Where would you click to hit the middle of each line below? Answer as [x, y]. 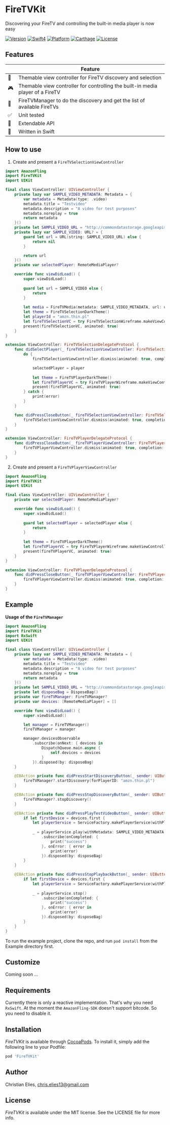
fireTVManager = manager [50, 729]
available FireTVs [39, 107]
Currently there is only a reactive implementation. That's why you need [79, 1003]
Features [19, 55]
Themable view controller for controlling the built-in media [88, 86]
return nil [44, 242]
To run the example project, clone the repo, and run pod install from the [81, 941]
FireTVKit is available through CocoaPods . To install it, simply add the [77, 1041]
